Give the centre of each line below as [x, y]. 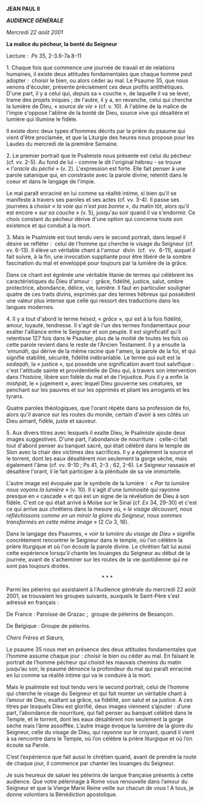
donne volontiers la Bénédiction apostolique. [62, 794]
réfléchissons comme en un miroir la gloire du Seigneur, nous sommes [94, 515]
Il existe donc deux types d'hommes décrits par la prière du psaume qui [96, 131]
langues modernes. [30, 307]
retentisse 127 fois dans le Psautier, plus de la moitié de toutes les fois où [98, 338]
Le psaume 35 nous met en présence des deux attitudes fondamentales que [101, 649]
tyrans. [15, 396]
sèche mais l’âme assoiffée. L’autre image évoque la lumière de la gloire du [99, 726]
